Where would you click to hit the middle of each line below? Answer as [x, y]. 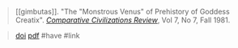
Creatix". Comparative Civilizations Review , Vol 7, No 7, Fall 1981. [123, 20]
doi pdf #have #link [47, 36]
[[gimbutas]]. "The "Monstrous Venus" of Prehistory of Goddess [122, 12]
